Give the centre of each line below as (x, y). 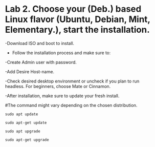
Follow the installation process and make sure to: (61, 53)
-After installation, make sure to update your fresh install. (62, 96)
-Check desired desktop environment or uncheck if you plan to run (72, 81)
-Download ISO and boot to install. (40, 43)
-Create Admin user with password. (41, 62)
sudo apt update (22, 114)
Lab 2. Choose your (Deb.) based (73, 9)
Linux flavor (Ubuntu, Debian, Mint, (78, 19)
